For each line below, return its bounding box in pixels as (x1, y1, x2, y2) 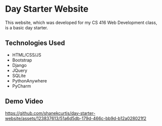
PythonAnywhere (12, 78, 47, 84)
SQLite (12, 72, 26, 79)
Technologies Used (5, 39, 65, 47)
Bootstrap (12, 57, 32, 63)
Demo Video (5, 97, 43, 105)
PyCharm (12, 83, 31, 89)
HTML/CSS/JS (12, 52, 41, 58)
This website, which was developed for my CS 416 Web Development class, (5, 20, 158, 25)
